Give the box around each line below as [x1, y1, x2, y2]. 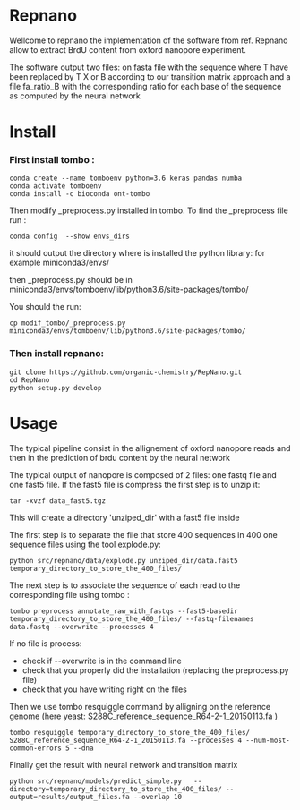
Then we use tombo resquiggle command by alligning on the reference [9, 701, 271, 712]
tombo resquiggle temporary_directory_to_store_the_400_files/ [9, 728, 251, 737]
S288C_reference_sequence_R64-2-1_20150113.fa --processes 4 [9, 736, 243, 745]
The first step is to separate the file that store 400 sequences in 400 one [9, 529, 278, 540]
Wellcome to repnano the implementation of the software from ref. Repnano [9, 35, 288, 46]
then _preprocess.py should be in [9, 275, 133, 286]
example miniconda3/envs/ [9, 257, 110, 269]
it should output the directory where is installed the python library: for [9, 248, 266, 259]
